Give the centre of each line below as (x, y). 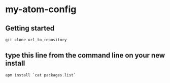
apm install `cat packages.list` (41, 75)
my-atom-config (41, 9)
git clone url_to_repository (36, 40)
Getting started (30, 28)
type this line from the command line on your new (85, 55)
